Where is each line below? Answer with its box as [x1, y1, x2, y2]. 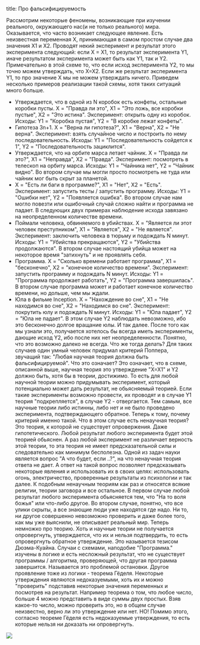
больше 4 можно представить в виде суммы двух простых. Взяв [14, 595, 181, 602]
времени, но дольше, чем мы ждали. [14, 290, 110, 296]
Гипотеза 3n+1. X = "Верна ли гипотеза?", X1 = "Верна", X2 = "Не [14, 124, 180, 131]
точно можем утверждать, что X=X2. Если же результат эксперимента [6, 68, 187, 74]
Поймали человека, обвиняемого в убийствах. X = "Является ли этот [14, 219, 192, 227]
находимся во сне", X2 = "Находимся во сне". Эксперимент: [14, 302, 170, 309]
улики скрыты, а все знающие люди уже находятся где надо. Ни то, [14, 506, 189, 513]
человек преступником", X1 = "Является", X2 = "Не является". [14, 226, 173, 233]
